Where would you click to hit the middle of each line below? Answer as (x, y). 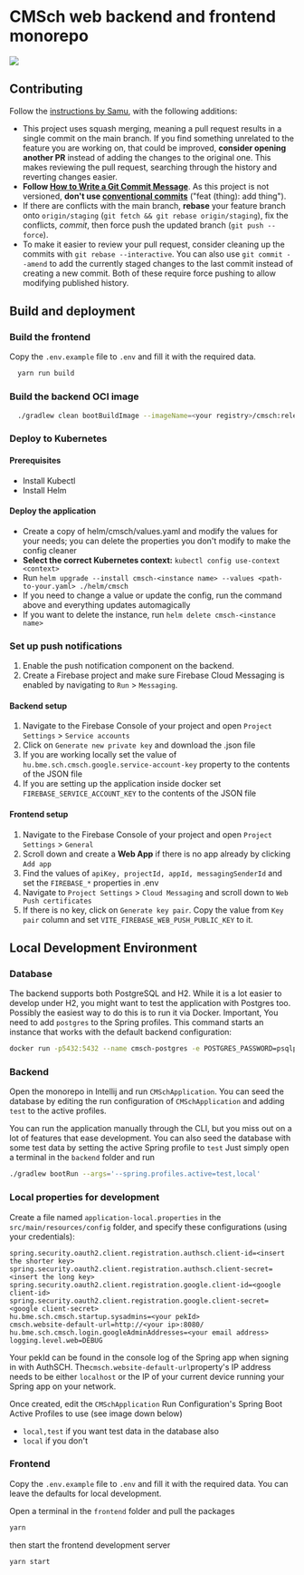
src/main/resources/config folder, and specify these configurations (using (148, 1227)
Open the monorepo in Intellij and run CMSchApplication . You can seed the (147, 1091)
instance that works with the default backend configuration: (121, 1032)
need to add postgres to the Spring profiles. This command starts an (137, 1022)
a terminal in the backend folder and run (82, 1158)
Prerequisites (35, 460)
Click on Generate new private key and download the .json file (139, 745)
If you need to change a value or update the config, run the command (152, 595)
